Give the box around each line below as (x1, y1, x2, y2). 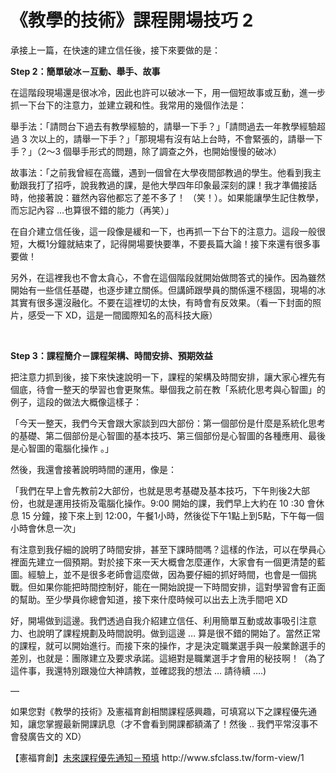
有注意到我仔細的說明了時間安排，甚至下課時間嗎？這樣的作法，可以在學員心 (10, 543, 326, 555)
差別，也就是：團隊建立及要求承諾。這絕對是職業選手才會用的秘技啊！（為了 (10, 652, 326, 664)
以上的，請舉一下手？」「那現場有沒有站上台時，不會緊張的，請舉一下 (38, 132, 323, 145)
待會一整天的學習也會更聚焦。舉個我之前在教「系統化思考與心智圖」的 (36, 383, 326, 395)
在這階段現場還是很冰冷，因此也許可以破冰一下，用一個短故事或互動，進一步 (10, 86, 326, 98)
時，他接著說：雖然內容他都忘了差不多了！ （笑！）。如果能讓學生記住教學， (10, 191, 324, 203)
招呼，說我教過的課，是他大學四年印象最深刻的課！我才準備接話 (53, 179, 317, 191)
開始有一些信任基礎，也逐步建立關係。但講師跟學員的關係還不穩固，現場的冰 (10, 284, 326, 296)
